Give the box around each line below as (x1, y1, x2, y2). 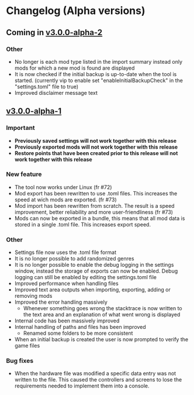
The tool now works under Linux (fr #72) (14, 183, 112, 191)
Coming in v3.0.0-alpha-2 (6, 28, 103, 37)
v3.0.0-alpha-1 (6, 107, 62, 116)
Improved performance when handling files (14, 280, 119, 287)
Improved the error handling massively (14, 298, 108, 305)
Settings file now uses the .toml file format (14, 249, 117, 256)
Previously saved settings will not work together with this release (14, 137, 177, 144)
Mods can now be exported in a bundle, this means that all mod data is (14, 215, 185, 222)
